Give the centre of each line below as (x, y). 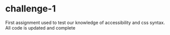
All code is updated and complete (40, 27)
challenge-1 (30, 9)
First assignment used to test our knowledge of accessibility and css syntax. (85, 22)
